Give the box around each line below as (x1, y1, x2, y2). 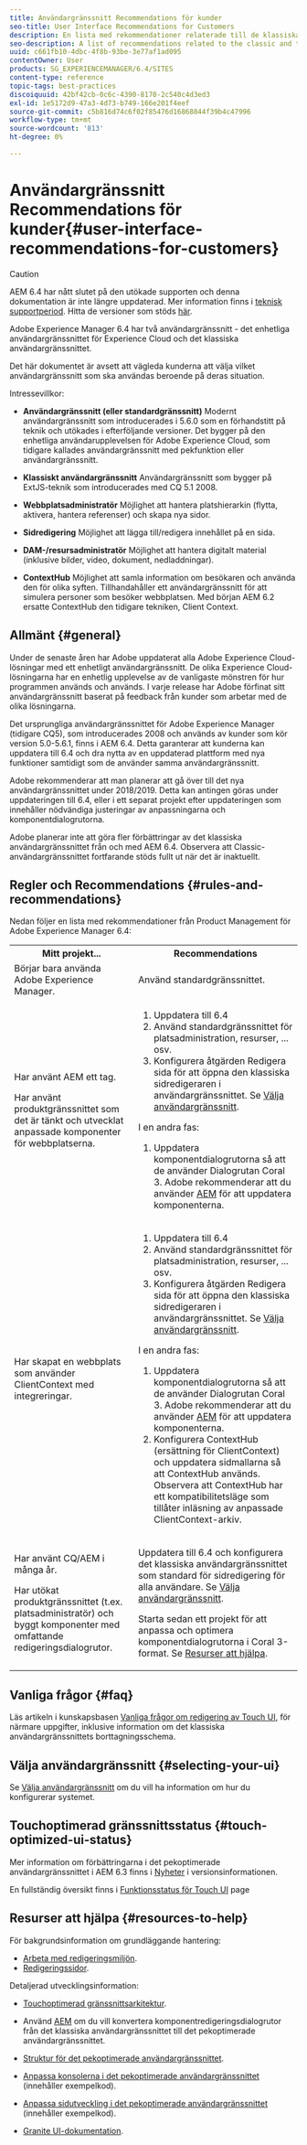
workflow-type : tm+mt (9, 115, 92, 124)
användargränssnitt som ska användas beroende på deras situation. (9, 370, 265, 381)
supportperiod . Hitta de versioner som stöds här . (9, 306, 193, 316)
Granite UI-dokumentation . (22, 2125, 124, 2136)
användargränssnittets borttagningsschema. (9, 1731, 176, 1743)
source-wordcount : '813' (9, 124, 104, 134)
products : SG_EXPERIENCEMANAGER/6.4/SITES (9, 65, 174, 74)
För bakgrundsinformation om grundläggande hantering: (9, 1935, 222, 1946)
